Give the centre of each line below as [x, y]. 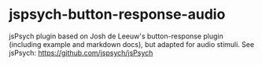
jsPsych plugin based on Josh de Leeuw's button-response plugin [116, 36]
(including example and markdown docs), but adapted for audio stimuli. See [132, 44]
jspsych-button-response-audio [117, 14]
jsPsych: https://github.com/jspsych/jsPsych [81, 52]
